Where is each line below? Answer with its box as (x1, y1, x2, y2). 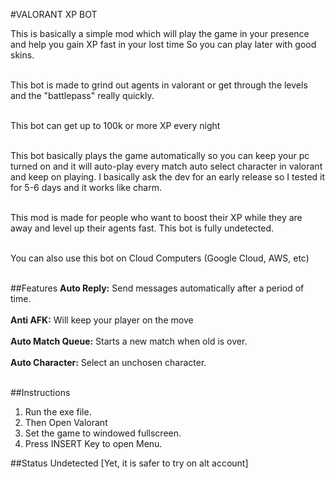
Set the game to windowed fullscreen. (24, 427, 182, 439)
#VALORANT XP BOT (10, 9, 98, 20)
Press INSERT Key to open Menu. (24, 438, 163, 449)
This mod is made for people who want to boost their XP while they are (10, 212, 303, 223)
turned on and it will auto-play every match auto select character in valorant (10, 160, 323, 172)
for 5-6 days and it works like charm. (10, 182, 162, 193)
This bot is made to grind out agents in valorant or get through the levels (10, 79, 308, 91)
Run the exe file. (24, 406, 92, 418)
